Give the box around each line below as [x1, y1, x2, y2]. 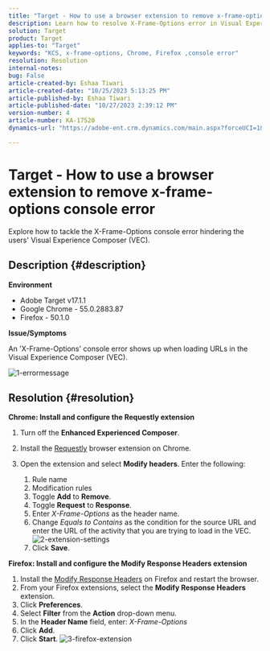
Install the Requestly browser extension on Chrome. [19, 443, 191, 453]
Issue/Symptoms [8, 328, 67, 338]
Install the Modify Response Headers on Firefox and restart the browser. [19, 575, 260, 584]
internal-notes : [8, 64, 63, 72]
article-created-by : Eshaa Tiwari [8, 79, 125, 87]
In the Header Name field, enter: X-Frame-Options [19, 617, 187, 627]
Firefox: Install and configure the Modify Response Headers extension [8, 558, 247, 568]
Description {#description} [8, 258, 146, 272]
